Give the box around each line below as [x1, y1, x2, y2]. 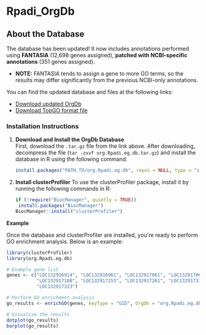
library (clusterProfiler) [6, 250, 72, 256]
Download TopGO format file [15, 107, 88, 114]
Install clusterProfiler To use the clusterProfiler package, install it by [15, 179, 189, 186]
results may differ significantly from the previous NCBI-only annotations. [15, 77, 199, 83]
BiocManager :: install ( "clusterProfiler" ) [15, 208, 123, 214]
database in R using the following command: [15, 155, 128, 163]
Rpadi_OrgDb [6, 4, 75, 18]
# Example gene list [6, 266, 59, 272]
